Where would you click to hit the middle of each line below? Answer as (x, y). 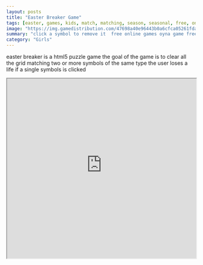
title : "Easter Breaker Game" (44, 17)
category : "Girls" (29, 40)
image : (14, 28)
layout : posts (24, 12)
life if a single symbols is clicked (46, 69)
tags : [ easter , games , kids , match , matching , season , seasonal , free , (98, 23)
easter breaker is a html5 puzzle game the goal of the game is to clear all (96, 57)
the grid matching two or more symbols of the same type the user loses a (97, 63)
